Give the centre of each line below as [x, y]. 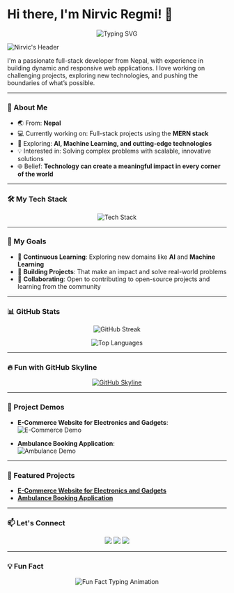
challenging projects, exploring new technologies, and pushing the [103, 75]
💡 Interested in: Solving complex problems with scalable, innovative [114, 151]
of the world [35, 174]
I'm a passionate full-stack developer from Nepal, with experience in [106, 60]
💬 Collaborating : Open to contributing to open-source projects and [114, 279]
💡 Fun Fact [25, 566]
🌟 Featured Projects [41, 475]
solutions [30, 159]
